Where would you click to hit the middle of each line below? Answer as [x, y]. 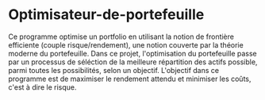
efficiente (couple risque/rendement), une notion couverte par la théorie [126, 44]
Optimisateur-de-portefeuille [106, 15]
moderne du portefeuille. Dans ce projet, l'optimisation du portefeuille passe [133, 53]
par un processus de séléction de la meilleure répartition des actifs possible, [133, 62]
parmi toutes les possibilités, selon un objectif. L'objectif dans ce [114, 70]
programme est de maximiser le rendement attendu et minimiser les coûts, [130, 79]
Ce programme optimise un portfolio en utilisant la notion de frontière [121, 37]
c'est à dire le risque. [42, 87]
